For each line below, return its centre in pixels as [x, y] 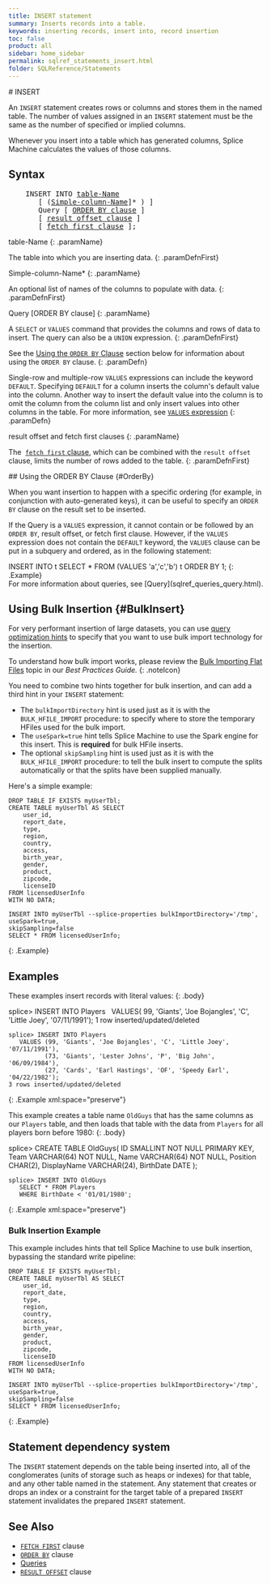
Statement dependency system [89, 1447]
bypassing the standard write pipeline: [72, 1256]
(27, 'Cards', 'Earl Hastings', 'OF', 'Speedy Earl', [137, 1071]
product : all [30, 46]
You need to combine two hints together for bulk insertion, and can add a [130, 686]
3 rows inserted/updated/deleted [65, 1085]
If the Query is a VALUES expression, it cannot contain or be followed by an [131, 524]
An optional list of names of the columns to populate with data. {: [116, 289]
